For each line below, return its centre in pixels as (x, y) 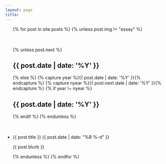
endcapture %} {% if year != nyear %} (52, 89)
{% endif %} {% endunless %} (44, 116)
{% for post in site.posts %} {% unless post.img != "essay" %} (77, 29)
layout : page (19, 10)
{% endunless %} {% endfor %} (46, 157)
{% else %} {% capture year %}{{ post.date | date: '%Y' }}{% (76, 78)
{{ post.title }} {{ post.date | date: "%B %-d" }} (61, 137)
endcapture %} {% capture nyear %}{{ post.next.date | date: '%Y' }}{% (87, 83)
